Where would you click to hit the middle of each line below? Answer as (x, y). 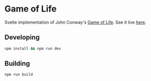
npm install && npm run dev (33, 48)
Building (17, 64)
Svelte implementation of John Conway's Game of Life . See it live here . (75, 22)
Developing (22, 37)
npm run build (19, 75)
